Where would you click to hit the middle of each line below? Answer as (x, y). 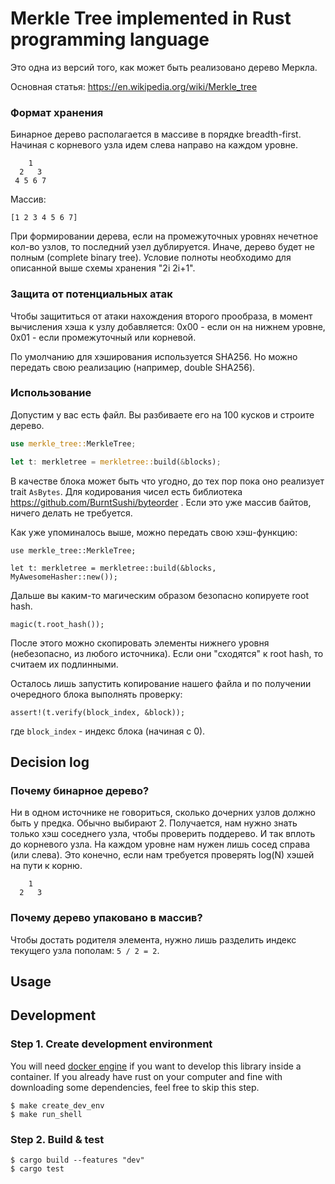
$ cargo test (37, 1168)
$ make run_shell (46, 1114)
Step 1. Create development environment (111, 1044)
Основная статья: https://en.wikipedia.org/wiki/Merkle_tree (134, 86)
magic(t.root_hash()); (57, 624)
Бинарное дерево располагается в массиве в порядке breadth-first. (156, 134)
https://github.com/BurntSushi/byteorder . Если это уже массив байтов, (161, 502)
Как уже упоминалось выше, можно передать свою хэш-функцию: (154, 532)
